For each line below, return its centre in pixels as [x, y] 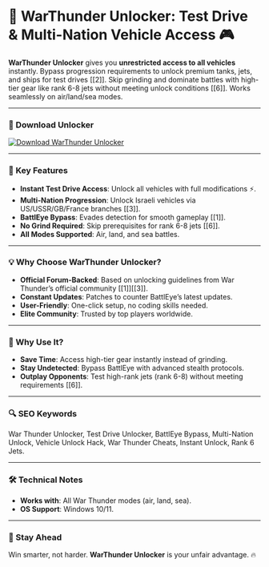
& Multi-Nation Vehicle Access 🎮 [121, 35]
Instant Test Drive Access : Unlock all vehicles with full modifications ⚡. [138, 188]
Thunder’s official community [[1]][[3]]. [84, 288]
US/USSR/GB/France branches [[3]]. [80, 208]
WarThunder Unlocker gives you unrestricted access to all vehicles [122, 62]
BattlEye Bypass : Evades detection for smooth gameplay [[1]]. [123, 217]
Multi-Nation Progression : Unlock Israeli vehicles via [108, 200]
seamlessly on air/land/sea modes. [66, 96]
